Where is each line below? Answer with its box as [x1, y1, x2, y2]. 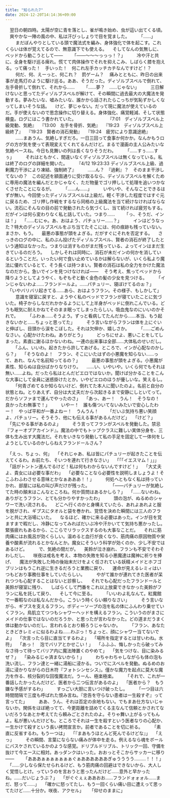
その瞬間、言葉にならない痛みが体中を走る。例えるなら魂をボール [25, 736, 163, 743]
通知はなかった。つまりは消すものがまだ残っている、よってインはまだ [14, 242, 161, 249]
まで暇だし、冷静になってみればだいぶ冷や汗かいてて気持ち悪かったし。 [14, 520, 165, 527]
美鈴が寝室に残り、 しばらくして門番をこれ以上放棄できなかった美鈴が [5, 584, 157, 590]
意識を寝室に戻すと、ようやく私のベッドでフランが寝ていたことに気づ [15, 293, 162, 300]
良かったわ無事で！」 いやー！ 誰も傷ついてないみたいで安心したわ [5, 402, 159, 408]
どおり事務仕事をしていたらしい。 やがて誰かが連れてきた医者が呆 [14, 571, 163, 577]
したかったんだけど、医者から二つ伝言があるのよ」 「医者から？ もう [14, 679, 164, 685]
